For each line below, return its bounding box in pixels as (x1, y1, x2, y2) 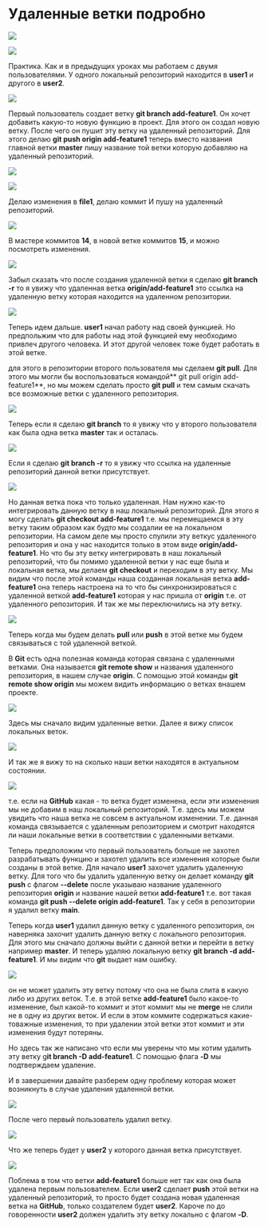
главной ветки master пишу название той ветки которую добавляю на (8, 142, 249, 152)
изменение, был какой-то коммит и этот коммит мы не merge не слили (8, 1001, 253, 1012)
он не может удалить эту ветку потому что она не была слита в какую (8, 985, 249, 994)
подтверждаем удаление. (8, 1060, 97, 1069)
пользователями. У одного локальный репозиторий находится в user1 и (8, 70, 254, 79)
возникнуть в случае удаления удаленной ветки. (8, 1084, 175, 1093)
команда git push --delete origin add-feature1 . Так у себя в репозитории (8, 897, 255, 906)
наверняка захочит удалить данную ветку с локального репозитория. (8, 929, 246, 938)
